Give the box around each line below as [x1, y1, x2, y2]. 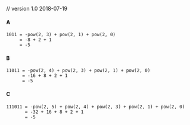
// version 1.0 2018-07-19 [6, 5, 68, 12]
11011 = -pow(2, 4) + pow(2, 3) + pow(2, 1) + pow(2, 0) [6, 68, 151, 73]
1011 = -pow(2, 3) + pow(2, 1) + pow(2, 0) [6, 32, 116, 38]
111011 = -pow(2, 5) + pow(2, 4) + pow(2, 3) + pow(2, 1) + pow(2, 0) [6, 104, 185, 110]
